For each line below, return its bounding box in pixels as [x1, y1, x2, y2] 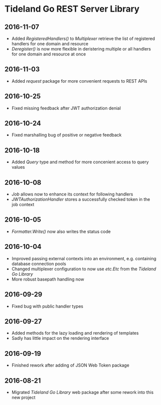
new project [11, 394, 36, 400]
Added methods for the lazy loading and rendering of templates [11, 330, 139, 336]
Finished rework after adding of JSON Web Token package [11, 362, 129, 368]
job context [11, 202, 34, 208]
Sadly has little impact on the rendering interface [11, 335, 110, 341]
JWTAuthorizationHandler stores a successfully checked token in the [11, 196, 150, 202]
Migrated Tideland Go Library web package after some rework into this [11, 389, 154, 395]
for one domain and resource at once [11, 51, 86, 57]
